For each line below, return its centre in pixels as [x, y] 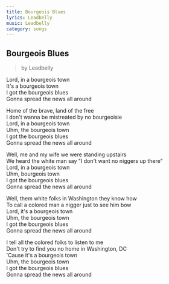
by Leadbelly [37, 68]
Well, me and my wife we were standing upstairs [66, 154]
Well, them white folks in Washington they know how [72, 199]
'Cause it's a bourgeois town [42, 256]
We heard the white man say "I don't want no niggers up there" [84, 161]
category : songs [27, 29]
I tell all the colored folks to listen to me [55, 242]
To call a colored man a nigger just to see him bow [69, 205]
